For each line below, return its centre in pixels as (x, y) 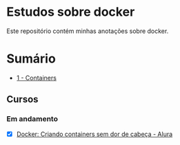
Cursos (22, 99)
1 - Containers (36, 78)
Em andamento (32, 119)
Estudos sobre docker (71, 12)
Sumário (31, 59)
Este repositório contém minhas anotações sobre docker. (88, 31)
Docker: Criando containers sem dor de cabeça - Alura (94, 134)
